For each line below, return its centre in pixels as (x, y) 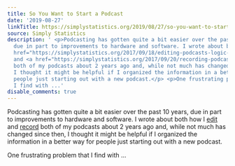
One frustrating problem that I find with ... (67, 155)
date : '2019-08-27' (36, 20)
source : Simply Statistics (47, 33)
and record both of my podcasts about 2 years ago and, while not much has (116, 127)
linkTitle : (23, 27)
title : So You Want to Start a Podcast (65, 14)
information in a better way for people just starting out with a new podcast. (115, 141)
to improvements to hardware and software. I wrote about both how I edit (113, 119)
